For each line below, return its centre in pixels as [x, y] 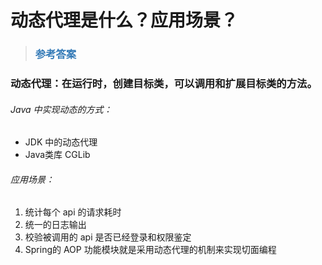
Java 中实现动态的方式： [61, 109]
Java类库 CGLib [57, 155]
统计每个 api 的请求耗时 [73, 212]
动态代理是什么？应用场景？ [124, 20]
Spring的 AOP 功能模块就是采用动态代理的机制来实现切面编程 [150, 250]
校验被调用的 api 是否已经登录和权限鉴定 [108, 237]
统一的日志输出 [55, 225]
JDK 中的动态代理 [61, 142]
